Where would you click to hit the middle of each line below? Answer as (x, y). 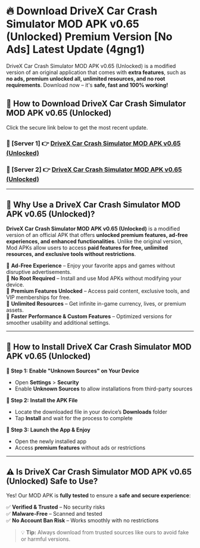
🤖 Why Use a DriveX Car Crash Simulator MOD (93, 205)
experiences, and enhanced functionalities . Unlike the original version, (94, 241)
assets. (15, 310)
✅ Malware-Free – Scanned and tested (54, 514)
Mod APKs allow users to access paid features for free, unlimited (87, 247)
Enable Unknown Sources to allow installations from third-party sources (104, 389)
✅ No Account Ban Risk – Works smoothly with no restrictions (82, 521)
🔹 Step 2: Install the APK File (42, 400)
